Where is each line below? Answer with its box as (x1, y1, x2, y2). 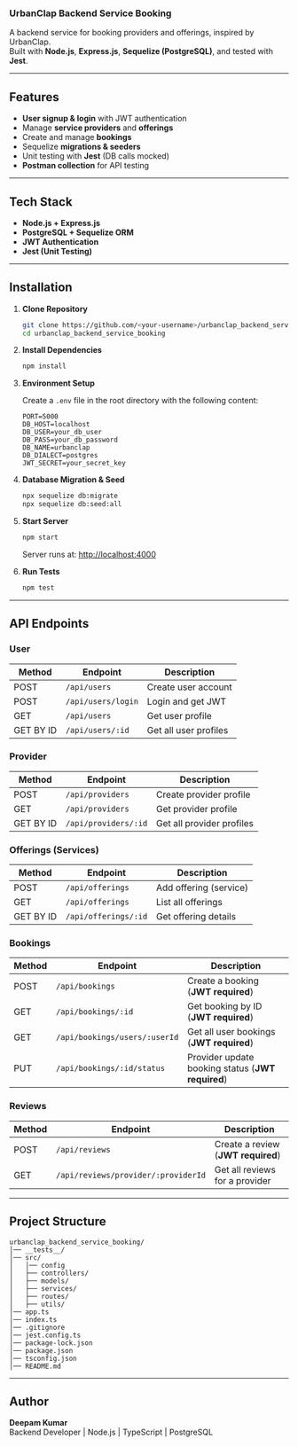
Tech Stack (9, 194, 73, 209)
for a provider (214, 1174, 271, 1186)
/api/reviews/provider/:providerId (56, 1169, 207, 1180)
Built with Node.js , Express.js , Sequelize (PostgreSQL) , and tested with (9, 46, 273, 57)
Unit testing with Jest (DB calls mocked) (21, 151, 170, 161)
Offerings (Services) (9, 843, 99, 856)
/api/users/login (65, 696, 139, 707)
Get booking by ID (187, 1000, 263, 1012)
